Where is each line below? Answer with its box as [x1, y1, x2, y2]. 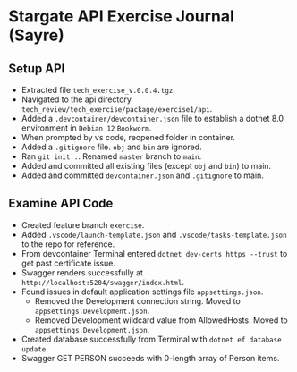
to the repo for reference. [21, 239, 115, 249]
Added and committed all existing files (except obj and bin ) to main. [21, 161, 272, 171]
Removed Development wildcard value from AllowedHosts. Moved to [34, 315, 288, 325]
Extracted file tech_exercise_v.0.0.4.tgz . [21, 85, 176, 95]
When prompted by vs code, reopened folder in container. [21, 132, 236, 142]
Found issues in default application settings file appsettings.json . [21, 286, 264, 297]
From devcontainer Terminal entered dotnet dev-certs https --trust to [21, 248, 288, 258]
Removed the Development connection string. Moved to [34, 295, 241, 306]
